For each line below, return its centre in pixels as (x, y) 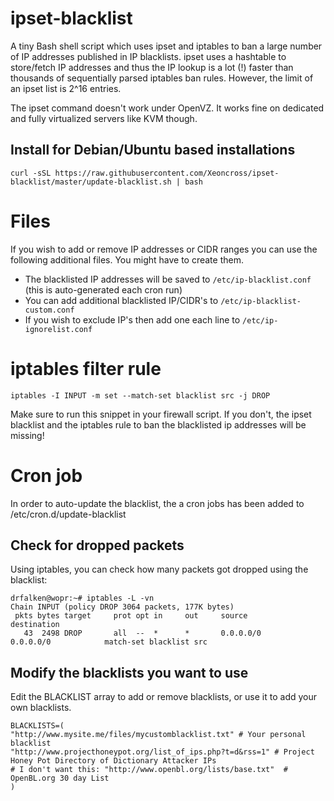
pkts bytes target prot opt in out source (131, 616)
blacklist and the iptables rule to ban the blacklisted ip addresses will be (158, 424)
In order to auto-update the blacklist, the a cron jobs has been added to (157, 503)
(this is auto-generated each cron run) (103, 289)
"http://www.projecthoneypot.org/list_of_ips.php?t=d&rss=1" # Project (162, 752)
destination (35, 625)
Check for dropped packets (97, 545)
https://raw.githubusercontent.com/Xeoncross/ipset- (167, 173)
